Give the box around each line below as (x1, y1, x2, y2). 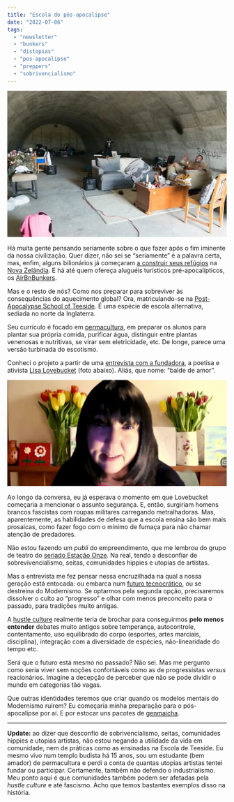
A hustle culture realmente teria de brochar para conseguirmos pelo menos (7, 615, 224, 624)
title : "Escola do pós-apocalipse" (7, 11, 111, 18)
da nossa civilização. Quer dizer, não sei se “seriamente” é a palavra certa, (7, 251, 222, 260)
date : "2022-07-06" (7, 18, 64, 26)
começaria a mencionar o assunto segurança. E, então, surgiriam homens (7, 500, 219, 509)
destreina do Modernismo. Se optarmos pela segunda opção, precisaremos (7, 587, 224, 595)
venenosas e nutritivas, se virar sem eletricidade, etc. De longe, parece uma (7, 338, 226, 346)
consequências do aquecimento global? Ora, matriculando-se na (7, 295, 194, 303)
